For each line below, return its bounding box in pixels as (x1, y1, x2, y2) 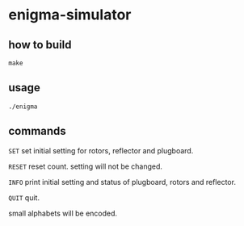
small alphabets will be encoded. (8, 208, 118, 218)
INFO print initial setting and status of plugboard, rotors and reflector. (8, 177, 237, 186)
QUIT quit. (8, 192, 40, 203)
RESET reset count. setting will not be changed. (8, 161, 163, 171)
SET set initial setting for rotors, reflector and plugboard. (8, 145, 194, 155)
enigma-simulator (8, 6, 132, 24)
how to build (8, 38, 72, 52)
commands (8, 124, 66, 138)
